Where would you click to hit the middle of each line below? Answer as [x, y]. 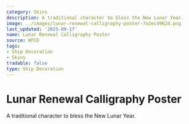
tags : [13, 46]
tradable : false [27, 63]
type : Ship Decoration [35, 69]
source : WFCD [23, 40]
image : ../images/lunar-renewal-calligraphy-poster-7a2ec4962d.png [94, 23]
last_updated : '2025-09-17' [42, 29]
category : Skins [27, 12]
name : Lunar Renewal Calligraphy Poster [59, 35]
